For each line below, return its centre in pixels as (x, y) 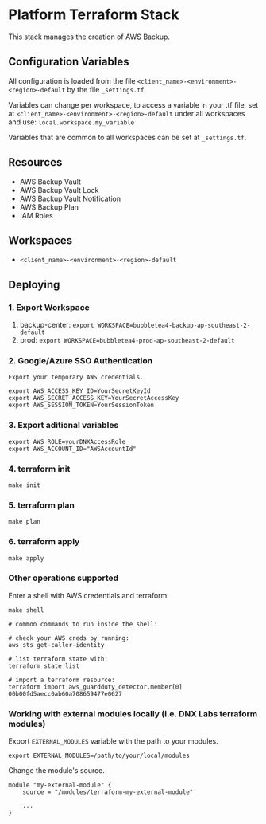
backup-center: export (57, 325)
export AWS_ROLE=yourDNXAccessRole (67, 441)
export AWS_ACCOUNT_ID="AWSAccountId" (72, 449)
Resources (35, 162)
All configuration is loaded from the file (72, 80)
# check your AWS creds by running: (69, 638)
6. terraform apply (44, 542)
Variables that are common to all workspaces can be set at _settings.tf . (127, 137)
